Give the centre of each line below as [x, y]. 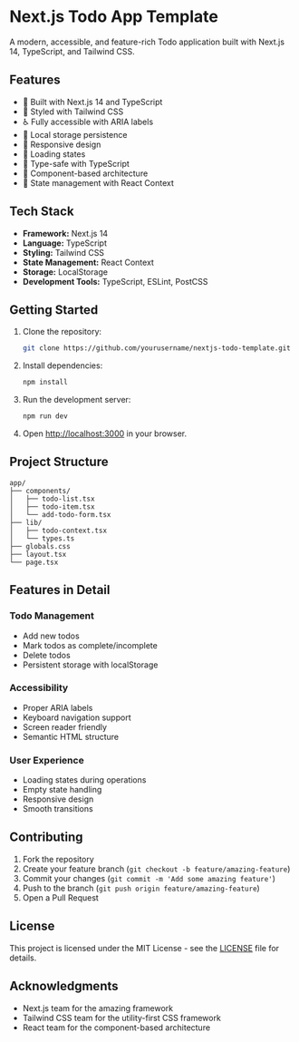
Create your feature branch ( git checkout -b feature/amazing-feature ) [156, 869]
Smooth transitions [58, 809]
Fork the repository [58, 859]
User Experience [47, 760]
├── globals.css [40, 546]
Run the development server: [77, 400]
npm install [45, 383]
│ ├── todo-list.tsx [52, 499]
